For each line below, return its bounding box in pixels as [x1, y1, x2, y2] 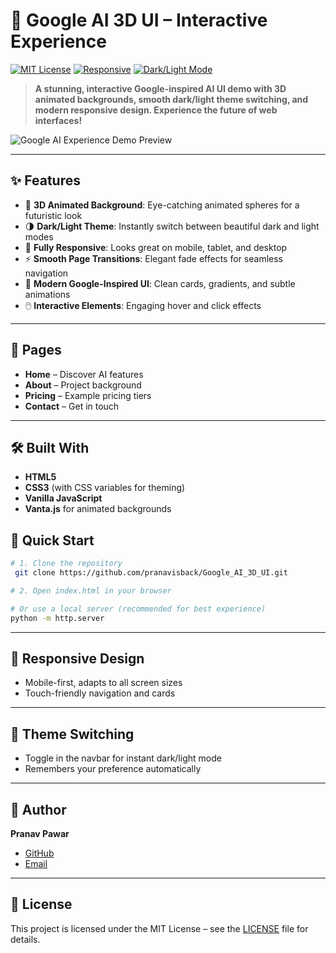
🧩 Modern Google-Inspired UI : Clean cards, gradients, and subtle [24, 277, 296, 289]
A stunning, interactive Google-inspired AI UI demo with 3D [34, 82, 287, 94]
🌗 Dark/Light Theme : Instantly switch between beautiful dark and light [24, 220, 320, 232]
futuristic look [24, 209, 83, 221]
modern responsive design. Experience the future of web [34, 104, 278, 116]
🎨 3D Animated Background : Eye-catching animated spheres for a [24, 199, 300, 211]
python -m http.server [10, 613, 105, 623]
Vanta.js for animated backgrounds [24, 503, 172, 515]
